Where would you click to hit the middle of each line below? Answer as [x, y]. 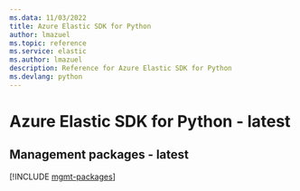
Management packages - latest [99, 155]
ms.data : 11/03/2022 [48, 18]
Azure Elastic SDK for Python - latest [150, 121]
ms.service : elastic [48, 52]
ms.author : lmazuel [46, 60]
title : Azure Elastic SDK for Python [80, 26]
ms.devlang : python [46, 77]
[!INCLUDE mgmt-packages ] [62, 177]
